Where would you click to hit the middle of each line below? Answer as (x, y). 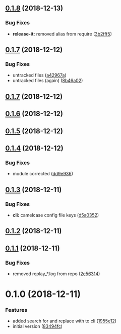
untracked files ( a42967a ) (39, 75)
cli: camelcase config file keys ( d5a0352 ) (56, 215)
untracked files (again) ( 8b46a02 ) (48, 81)
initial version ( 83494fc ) (38, 326)
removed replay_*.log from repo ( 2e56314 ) (56, 274)
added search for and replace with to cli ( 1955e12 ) (65, 321)
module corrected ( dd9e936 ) (43, 174)
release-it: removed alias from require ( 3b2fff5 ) (62, 34)
